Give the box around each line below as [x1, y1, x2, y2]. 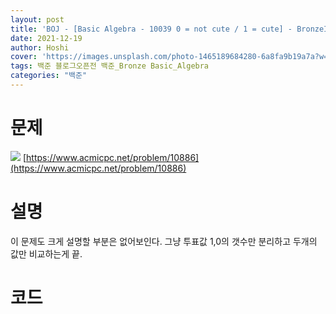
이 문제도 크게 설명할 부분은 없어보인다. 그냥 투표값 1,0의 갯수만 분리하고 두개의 [10, 235, 318, 247]
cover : [10, 52, 38, 62]
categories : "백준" [10, 71, 88, 81]
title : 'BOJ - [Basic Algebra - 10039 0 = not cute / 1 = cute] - [10, 24, 293, 34]
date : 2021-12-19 [10, 33, 83, 43]
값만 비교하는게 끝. [10, 247, 83, 260]
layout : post [10, 14, 65, 25]
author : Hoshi [10, 42, 70, 53]
